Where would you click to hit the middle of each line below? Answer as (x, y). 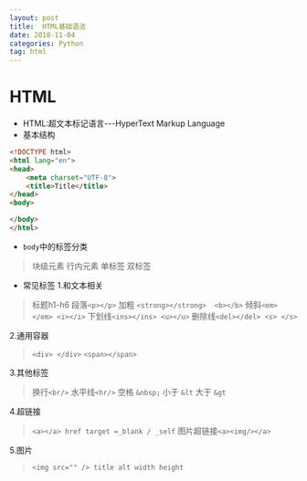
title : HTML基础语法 (48, 26)
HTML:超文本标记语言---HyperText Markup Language (124, 123)
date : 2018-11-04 (42, 35)
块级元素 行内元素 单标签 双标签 (91, 266)
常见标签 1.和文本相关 (63, 285)
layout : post (34, 18)
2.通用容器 (29, 335)
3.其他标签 (29, 372)
